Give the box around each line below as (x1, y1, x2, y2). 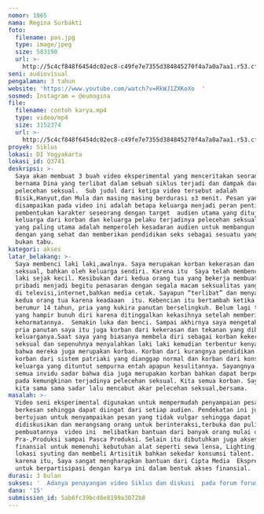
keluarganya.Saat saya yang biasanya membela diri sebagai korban (15, 333, 237, 341)
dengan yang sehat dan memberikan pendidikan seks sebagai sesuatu (15, 231, 241, 239)
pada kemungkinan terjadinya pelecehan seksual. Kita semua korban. (15, 376, 244, 385)
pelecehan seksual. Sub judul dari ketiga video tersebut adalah (15, 186, 237, 195)
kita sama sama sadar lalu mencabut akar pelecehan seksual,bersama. (15, 384, 247, 392)
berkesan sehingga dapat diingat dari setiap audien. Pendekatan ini (15, 406, 247, 414)
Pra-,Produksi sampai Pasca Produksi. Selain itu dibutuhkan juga (15, 435, 237, 443)
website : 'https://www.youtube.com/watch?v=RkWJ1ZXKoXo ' (8, 84, 206, 93)
